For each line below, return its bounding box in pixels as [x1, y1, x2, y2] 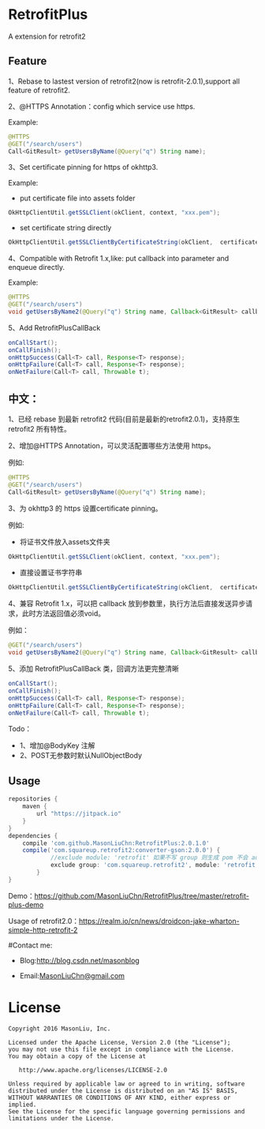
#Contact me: [8, 940, 53, 950]
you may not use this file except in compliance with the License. [8, 1045, 235, 1053]
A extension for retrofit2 [8, 32, 86, 41]
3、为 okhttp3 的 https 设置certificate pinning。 [8, 503, 163, 513]
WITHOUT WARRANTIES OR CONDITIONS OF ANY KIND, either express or [8, 1093, 231, 1101]
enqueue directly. [8, 263, 65, 272]
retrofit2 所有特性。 [8, 424, 71, 433]
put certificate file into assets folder [19, 193, 136, 203]
